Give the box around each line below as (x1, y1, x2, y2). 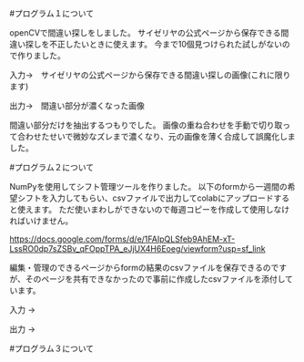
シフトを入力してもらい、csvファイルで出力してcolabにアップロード (16, 192, 274, 203)
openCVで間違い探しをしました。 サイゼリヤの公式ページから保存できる (9, 27, 281, 38)
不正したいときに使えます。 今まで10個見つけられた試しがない (48, 39, 283, 49)
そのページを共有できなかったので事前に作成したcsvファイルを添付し (25, 274, 286, 284)
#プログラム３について (9, 343, 95, 354)
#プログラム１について (9, 8, 95, 18)
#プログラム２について (9, 162, 95, 172)
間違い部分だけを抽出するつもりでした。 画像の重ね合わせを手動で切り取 (9, 119, 283, 130)
